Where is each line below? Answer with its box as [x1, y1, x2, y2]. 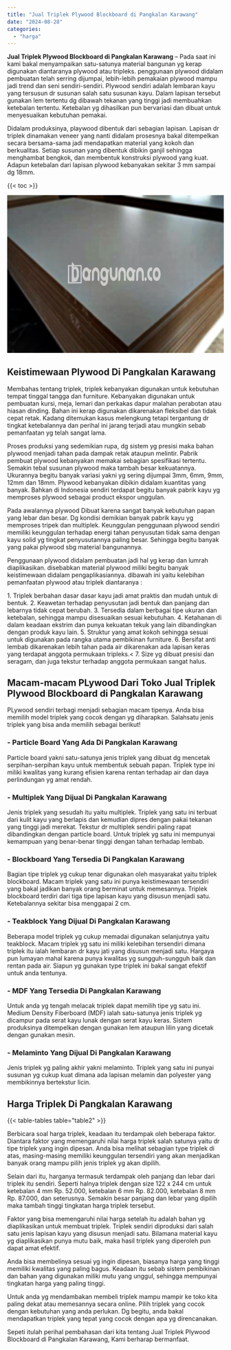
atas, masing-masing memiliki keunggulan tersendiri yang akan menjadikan [7, 1152, 220, 1160]
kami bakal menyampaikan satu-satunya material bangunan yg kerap [7, 60, 202, 68]
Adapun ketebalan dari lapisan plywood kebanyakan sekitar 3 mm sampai [7, 161, 216, 169]
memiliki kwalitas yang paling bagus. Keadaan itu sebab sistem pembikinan [7, 1265, 220, 1272]
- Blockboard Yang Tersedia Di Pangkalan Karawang [7, 854, 185, 864]
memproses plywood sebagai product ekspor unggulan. [7, 492, 166, 501]
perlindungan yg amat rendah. [7, 775, 93, 783]
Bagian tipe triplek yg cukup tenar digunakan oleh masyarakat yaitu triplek [7, 870, 217, 878]
